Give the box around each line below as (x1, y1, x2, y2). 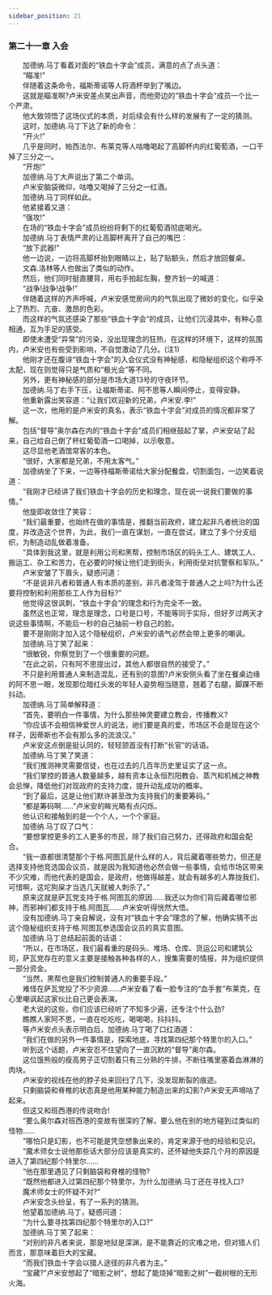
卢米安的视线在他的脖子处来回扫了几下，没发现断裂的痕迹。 (22, 1075, 221, 1085)
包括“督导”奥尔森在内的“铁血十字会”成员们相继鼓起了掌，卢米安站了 (22, 425, 249, 435)
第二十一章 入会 (8, 40, 69, 51)
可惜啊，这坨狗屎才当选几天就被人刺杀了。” (8, 882, 151, 891)
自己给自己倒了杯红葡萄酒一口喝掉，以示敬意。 (22, 435, 179, 445)
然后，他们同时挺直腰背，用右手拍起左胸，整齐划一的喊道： (22, 273, 221, 283)
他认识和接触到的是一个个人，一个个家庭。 (22, 811, 164, 821)
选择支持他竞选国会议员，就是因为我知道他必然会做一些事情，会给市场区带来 (8, 861, 264, 871)
